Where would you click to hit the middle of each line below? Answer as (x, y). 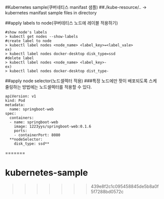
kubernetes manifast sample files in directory (51, 13)
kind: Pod (15, 100)
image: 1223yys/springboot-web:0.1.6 (53, 127)
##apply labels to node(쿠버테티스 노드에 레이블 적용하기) (62, 23)
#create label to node (28, 41)
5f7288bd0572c (107, 192)
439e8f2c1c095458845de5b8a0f (125, 186)
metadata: (15, 105)
